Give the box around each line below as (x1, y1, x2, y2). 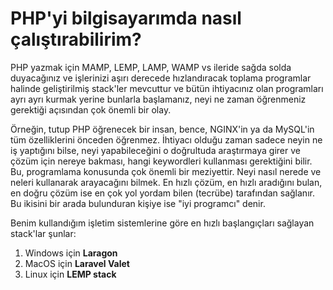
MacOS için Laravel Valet (24, 257, 130, 269)
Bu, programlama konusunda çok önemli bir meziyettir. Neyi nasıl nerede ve (10, 165, 322, 177)
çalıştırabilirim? (10, 28, 142, 51)
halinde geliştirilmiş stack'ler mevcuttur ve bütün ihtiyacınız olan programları (10, 82, 324, 94)
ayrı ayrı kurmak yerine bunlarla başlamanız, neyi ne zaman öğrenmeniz (10, 93, 307, 105)
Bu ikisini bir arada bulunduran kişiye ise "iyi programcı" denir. (10, 197, 266, 209)
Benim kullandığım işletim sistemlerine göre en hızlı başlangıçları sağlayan (10, 217, 315, 229)
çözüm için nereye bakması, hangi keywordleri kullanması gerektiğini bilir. (10, 155, 313, 167)
